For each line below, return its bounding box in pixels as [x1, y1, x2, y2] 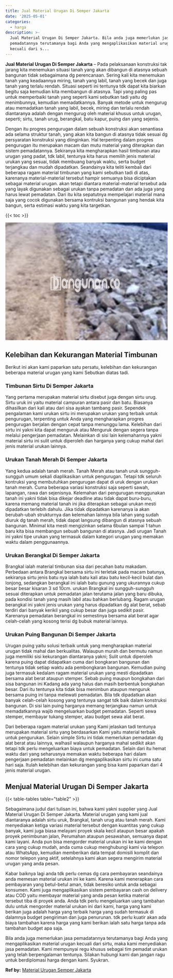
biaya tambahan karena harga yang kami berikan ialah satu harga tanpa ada [5, 920, 166, 926]
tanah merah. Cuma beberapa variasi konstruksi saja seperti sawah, [5, 484, 149, 490]
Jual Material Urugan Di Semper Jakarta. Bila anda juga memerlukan [10, 35, 160, 41]
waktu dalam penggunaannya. [5, 539, 70, 545]
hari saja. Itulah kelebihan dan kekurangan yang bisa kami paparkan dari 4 [5, 762, 163, 768]
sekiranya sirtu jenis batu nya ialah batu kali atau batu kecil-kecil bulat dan [5, 574, 163, 580]
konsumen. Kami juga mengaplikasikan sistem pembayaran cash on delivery [5, 887, 167, 893]
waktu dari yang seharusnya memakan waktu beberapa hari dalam [5, 751, 147, 757]
